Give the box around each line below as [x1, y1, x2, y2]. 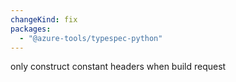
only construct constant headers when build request [10, 61, 227, 73]
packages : [10, 24, 52, 34]
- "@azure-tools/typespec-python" [19, 33, 163, 43]
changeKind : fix [10, 14, 78, 25]
